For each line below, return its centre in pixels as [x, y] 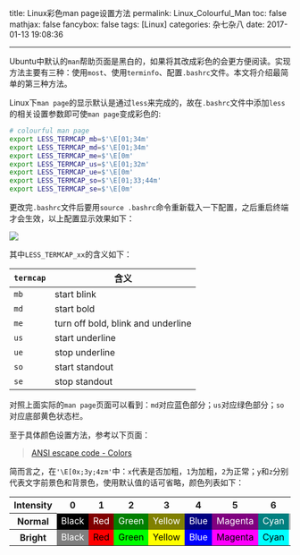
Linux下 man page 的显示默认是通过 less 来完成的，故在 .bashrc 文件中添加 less [147, 102]
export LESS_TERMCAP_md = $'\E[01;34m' [79, 147]
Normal [33, 521]
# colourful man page [50, 131]
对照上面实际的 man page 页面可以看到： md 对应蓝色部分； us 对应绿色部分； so [147, 405]
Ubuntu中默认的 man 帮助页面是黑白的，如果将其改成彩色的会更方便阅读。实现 [150, 61]
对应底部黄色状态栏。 [48, 416]
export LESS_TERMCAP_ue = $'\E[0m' [71, 173]
